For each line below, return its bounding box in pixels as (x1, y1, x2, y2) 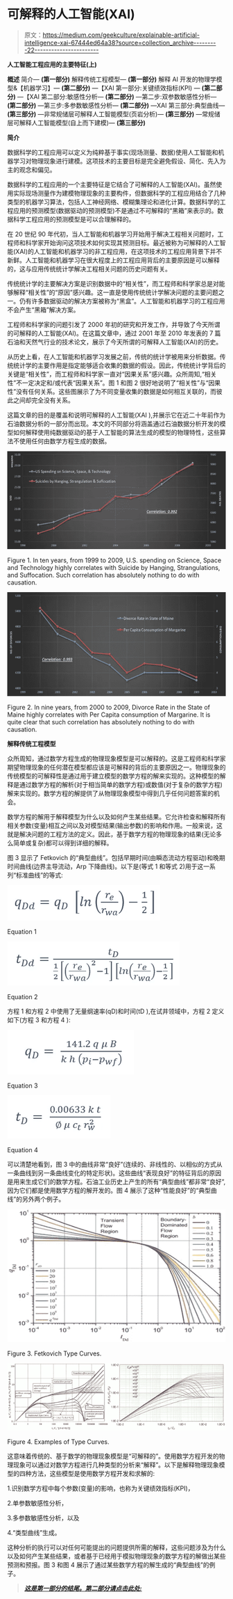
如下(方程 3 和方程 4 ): (7, 1016, 71, 1024)
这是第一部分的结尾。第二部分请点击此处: (24, 1584, 142, 1593)
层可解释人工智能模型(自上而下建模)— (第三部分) (7, 118, 146, 127)
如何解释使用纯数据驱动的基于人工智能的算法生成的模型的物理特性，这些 (12, 428, 220, 436)
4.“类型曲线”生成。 (7, 1529, 61, 1537)
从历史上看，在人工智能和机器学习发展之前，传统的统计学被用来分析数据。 (7, 352, 220, 360)
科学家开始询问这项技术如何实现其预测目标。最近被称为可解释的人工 (25, 238, 220, 247)
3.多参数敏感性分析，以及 (7, 1514, 80, 1522)
